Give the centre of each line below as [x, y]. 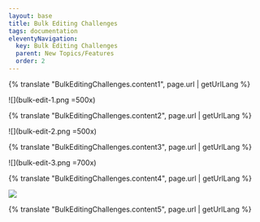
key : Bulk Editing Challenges [67, 46]
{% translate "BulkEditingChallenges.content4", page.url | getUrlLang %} [130, 178]
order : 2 [30, 62]
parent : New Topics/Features [65, 53]
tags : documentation [43, 31]
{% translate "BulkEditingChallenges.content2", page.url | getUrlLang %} [130, 115]
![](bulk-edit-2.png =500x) [53, 131]
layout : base [30, 16]
